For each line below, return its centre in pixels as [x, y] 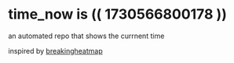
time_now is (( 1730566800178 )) [118, 14]
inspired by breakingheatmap [56, 51]
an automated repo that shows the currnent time [86, 36]
